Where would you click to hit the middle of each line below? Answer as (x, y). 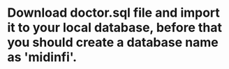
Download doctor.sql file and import (113, 13)
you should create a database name (113, 43)
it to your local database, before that (114, 28)
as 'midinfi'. (42, 58)
